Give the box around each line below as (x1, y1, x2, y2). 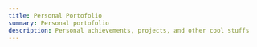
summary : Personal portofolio (8, 19, 110, 27)
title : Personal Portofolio (8, 11, 103, 20)
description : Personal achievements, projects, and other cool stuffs (8, 26, 250, 34)
